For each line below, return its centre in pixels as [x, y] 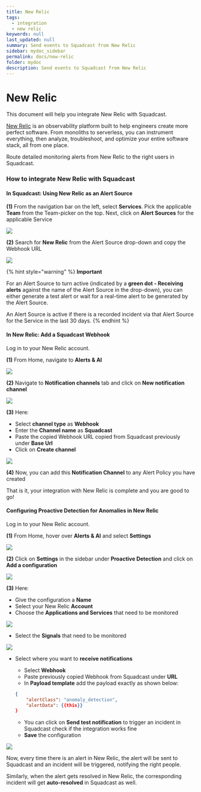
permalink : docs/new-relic [40, 57]
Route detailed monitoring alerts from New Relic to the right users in [90, 157]
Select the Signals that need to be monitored [70, 635]
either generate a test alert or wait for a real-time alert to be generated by [97, 297]
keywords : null [25, 34]
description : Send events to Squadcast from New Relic [76, 68]
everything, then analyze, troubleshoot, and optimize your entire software [97, 139]
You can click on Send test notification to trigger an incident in [102, 722]
